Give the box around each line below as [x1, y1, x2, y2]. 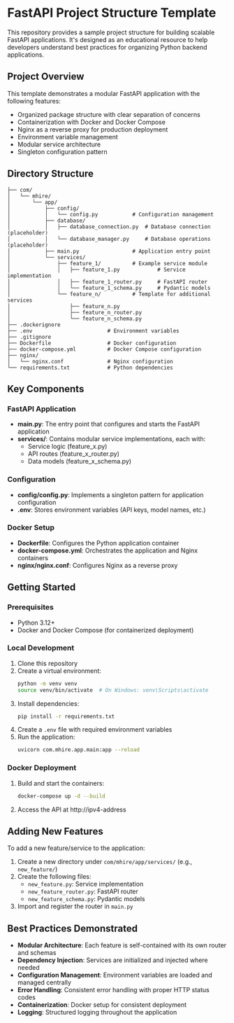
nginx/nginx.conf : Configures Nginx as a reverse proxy [17, 561, 178, 569]
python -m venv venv [17, 680, 78, 687]
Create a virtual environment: [17, 667, 101, 675]
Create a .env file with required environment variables [17, 725, 173, 734]
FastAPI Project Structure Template [7, 5, 217, 21]
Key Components [7, 383, 85, 395]
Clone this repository [17, 659, 78, 667]
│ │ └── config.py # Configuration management [7, 211, 214, 218]
